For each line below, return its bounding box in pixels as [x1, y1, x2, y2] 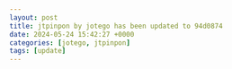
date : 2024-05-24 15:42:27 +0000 [9, 30, 135, 39]
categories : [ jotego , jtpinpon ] [9, 38, 130, 47]
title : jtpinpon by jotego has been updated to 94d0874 [9, 22, 223, 30]
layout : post [9, 13, 58, 22]
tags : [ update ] [9, 47, 67, 56]
